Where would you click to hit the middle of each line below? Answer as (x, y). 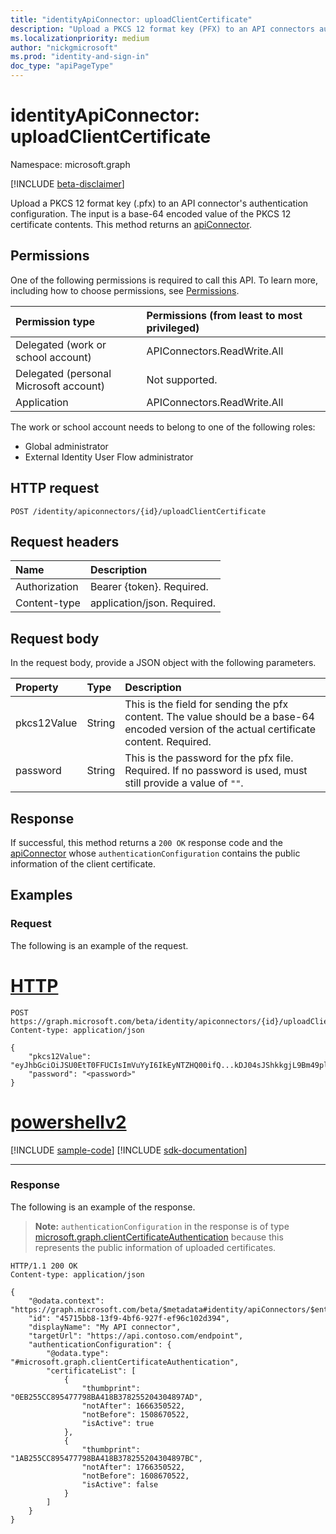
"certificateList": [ (91, 1371)
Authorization (47, 587)
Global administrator (66, 446)
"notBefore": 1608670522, (135, 1476)
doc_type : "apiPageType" (62, 66)
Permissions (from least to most (224, 315)
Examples (41, 895)
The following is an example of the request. (99, 945)
